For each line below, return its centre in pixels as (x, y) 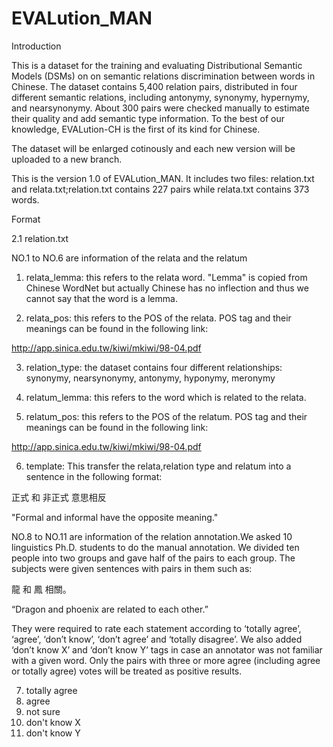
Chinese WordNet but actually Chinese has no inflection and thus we (167, 288)
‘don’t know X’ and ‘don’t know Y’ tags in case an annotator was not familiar (167, 649)
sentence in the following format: (94, 476)
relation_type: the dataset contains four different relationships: (154, 367)
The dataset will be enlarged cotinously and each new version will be (153, 148)
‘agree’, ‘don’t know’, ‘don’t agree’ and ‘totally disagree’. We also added (157, 639)
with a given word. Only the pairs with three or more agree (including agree (166, 660)
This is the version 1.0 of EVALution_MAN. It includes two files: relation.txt (163, 178)
